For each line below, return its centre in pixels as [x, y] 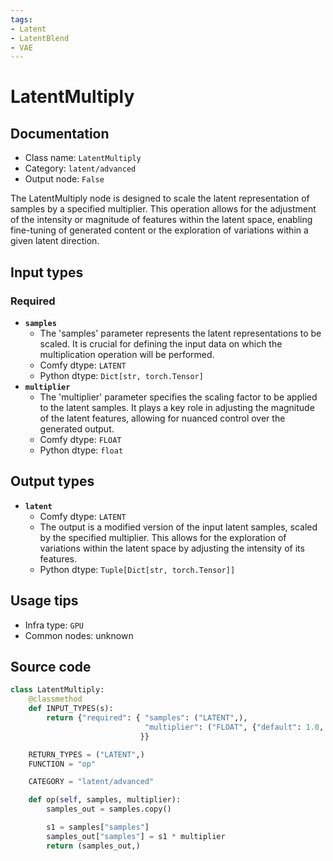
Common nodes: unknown [79, 635]
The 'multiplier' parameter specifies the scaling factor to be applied [178, 397]
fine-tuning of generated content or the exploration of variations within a [159, 230]
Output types [52, 481]
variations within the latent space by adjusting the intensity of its [172, 548]
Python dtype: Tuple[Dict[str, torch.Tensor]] [137, 569]
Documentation [60, 133]
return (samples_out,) [93, 846]
